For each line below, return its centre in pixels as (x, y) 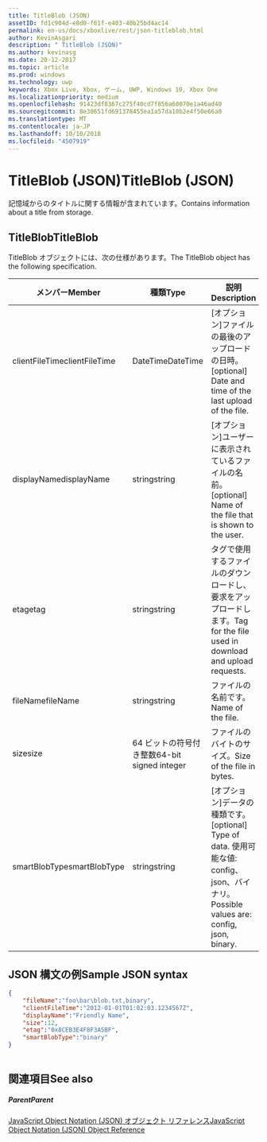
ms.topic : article (39, 68)
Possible (227, 904)
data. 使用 (229, 846)
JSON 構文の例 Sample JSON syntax (98, 974)
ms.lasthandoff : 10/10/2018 (55, 134)
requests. (228, 671)
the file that (232, 515)
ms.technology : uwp (41, 82)
